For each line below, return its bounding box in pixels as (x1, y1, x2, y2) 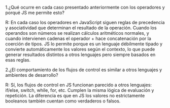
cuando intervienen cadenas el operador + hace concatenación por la (5, 35, 151, 41)
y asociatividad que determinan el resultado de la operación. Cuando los (5, 25, 157, 31)
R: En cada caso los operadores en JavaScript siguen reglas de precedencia (5, 20, 165, 25)
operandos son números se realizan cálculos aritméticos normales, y (5, 30, 150, 36)
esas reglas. (5, 57, 31, 63)
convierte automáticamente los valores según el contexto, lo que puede (5, 46, 155, 52)
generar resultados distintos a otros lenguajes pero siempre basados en (5, 51, 156, 58)
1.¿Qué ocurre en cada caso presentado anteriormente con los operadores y (5, 5, 165, 10)
